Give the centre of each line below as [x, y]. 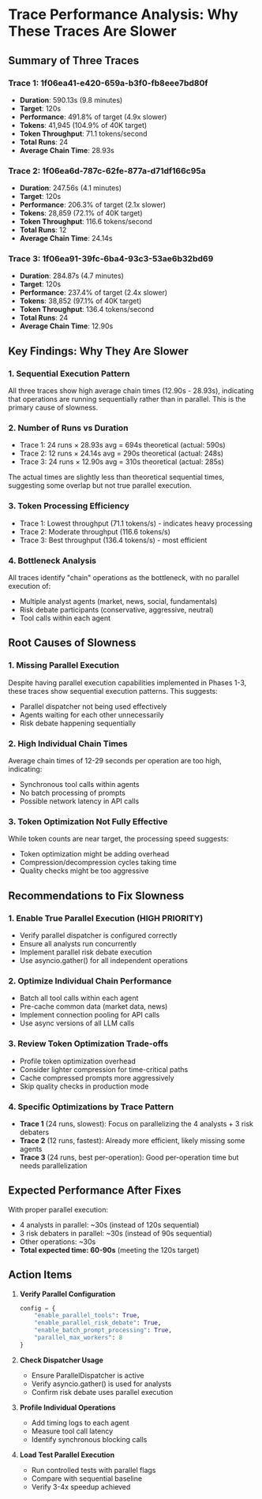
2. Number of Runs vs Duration [68, 428]
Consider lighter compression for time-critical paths [104, 1069]
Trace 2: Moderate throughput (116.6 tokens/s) [95, 531]
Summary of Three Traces [74, 60]
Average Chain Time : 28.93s [67, 150]
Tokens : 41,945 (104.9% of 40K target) [83, 125]
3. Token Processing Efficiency [69, 506]
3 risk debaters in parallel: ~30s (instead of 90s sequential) [116, 1233]
